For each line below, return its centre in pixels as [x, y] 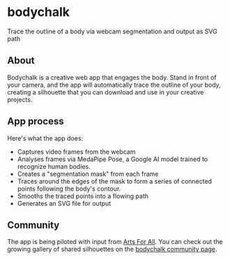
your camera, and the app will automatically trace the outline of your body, [114, 85]
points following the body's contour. [69, 188]
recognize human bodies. [54, 166]
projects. [20, 99]
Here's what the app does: [45, 138]
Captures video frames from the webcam [76, 152]
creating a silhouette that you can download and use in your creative [106, 92]
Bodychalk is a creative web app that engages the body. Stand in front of [112, 77]
